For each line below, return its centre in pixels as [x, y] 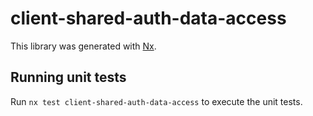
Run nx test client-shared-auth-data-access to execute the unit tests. [156, 101]
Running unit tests [68, 77]
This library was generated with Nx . [83, 46]
